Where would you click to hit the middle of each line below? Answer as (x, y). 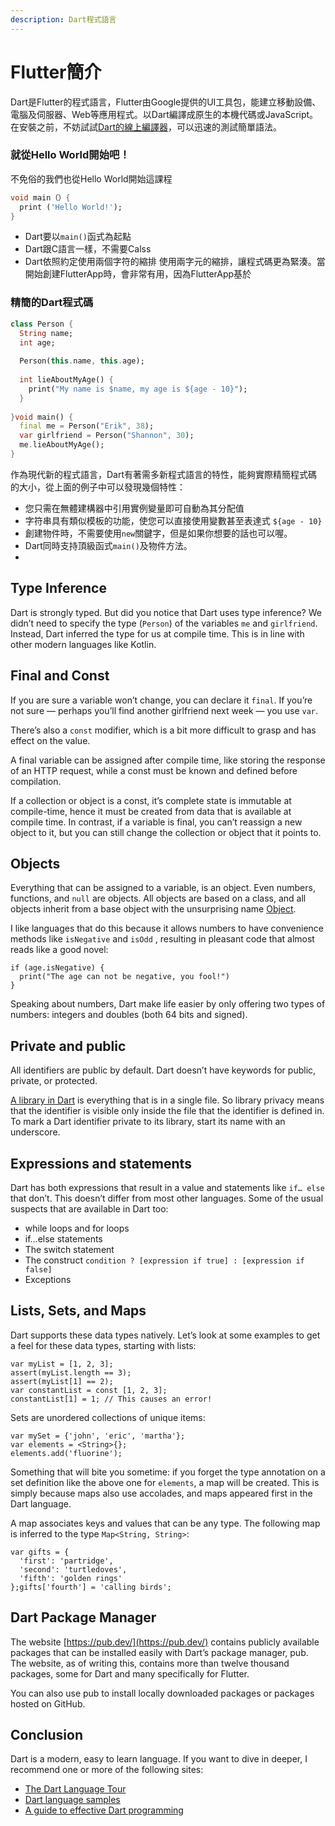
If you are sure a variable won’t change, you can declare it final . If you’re (161, 700)
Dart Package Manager (83, 1617)
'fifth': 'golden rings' (71, 1578)
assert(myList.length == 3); (71, 1372)
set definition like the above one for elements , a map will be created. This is (165, 1482)
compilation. (36, 781)
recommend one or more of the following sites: (107, 1770)
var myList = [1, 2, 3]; (62, 1364)
